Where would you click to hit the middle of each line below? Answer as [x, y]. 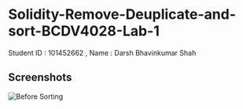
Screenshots [40, 77]
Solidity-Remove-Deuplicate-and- [122, 15]
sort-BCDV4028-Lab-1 [84, 31]
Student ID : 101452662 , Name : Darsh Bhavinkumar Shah [102, 53]
